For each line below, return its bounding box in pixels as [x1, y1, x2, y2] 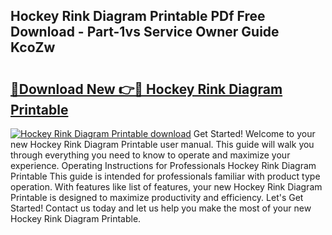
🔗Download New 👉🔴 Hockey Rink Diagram [10, 80, 283, 98]
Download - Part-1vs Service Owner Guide [10, 24, 280, 41]
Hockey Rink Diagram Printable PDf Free [10, 8, 266, 25]
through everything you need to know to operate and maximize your [10, 149, 291, 161]
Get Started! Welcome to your [193, 128, 316, 139]
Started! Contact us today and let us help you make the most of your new [10, 202, 312, 214]
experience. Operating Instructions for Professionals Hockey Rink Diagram [10, 160, 317, 171]
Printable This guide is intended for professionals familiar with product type [10, 170, 321, 182]
